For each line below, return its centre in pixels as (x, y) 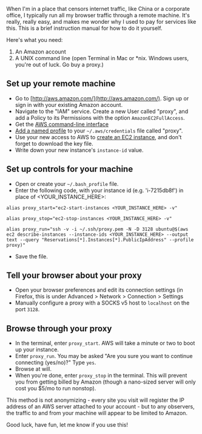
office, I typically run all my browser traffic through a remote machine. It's (98, 15)
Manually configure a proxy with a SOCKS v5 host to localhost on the (102, 303)
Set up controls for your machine (70, 169)
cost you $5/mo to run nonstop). (56, 388)
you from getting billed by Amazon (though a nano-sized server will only (105, 382)
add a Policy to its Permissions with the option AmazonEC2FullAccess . (100, 117)
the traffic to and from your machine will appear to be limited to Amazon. (97, 413)
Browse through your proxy (59, 329)
